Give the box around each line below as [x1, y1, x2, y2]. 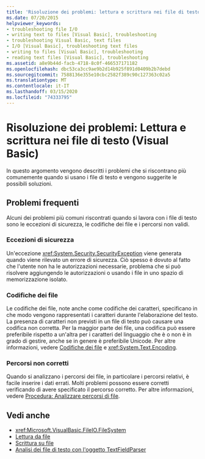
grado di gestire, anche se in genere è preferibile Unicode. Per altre [6, 337, 176, 345]
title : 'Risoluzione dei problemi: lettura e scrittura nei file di [6, 9, 184, 15]
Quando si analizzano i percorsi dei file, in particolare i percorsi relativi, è [6, 373, 189, 380]
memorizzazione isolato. [6, 275, 68, 283]
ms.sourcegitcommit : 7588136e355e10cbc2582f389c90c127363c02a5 [6, 72, 171, 78]
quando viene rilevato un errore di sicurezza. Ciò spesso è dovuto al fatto [6, 256, 191, 263]
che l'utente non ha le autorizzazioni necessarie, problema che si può [6, 263, 181, 270]
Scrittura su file [15, 439, 54, 447]
